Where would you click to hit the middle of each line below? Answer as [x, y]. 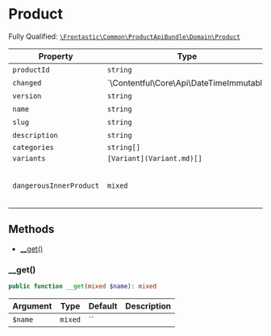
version [27, 96]
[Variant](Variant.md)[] [155, 158]
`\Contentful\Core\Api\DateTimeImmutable [187, 83]
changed [27, 83]
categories [33, 147]
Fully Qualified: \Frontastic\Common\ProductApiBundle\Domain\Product [124, 36]
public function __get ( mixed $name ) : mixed [83, 287]
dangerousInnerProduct [56, 185]
